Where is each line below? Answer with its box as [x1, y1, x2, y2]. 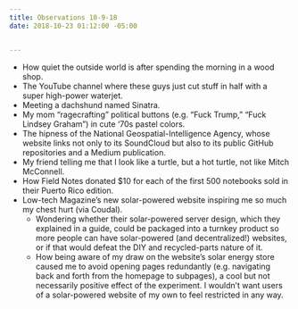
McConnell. [21, 166, 65, 177]
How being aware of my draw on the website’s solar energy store [35, 251, 275, 262]
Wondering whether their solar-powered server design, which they [35, 213, 281, 224]
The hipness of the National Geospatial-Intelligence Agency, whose [21, 128, 270, 138]
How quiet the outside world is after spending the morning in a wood [21, 62, 275, 72]
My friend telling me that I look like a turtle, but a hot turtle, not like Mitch [21, 156, 290, 167]
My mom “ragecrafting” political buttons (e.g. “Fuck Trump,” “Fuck [21, 109, 267, 120]
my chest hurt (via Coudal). [21, 204, 123, 214]
